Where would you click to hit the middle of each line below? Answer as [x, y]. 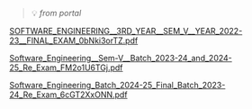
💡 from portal [56, 13]
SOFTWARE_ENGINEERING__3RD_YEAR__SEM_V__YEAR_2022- [126, 31]
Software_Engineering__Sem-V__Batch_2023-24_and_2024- [121, 58]
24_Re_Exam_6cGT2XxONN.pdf [68, 95]
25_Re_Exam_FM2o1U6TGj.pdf [66, 68]
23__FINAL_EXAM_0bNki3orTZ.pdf [74, 41]
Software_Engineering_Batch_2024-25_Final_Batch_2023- [117, 85]
